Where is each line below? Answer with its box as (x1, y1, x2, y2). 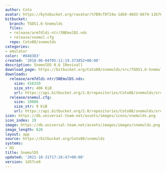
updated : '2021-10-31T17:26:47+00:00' (5, 155, 85, 160)
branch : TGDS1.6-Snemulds (9, 21, 63, 26)
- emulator (5, 49, 28, 54)
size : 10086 (14, 100, 39, 105)
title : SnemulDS (5, 150, 39, 155)
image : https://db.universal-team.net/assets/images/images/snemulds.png (5, 122, 161, 127)
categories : (5, 44, 30, 49)
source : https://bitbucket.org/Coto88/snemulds (5, 136, 105, 141)
